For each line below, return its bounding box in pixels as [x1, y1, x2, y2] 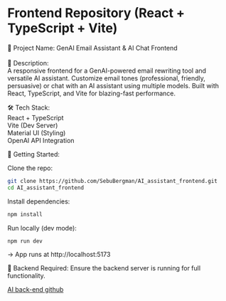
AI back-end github [7, 285, 64, 294]
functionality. [7, 272, 46, 280]
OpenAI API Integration [7, 136, 75, 144]
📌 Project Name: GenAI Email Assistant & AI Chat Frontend [7, 43, 178, 52]
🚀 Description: [7, 58, 49, 67]
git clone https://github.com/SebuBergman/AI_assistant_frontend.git [7, 177, 218, 184]
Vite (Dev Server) [7, 121, 58, 130]
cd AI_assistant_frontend [7, 184, 84, 191]
